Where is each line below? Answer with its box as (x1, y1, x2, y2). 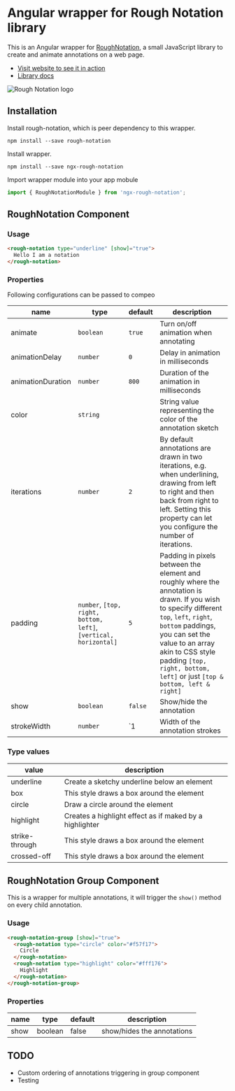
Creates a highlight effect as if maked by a (64, 810, 203, 820)
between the (159, 560, 201, 570)
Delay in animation (159, 348, 220, 358)
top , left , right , (159, 612, 213, 622)
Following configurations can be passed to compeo (7, 290, 155, 299)
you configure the (159, 522, 218, 532)
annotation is (159, 586, 203, 596)
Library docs (17, 71, 55, 80)
